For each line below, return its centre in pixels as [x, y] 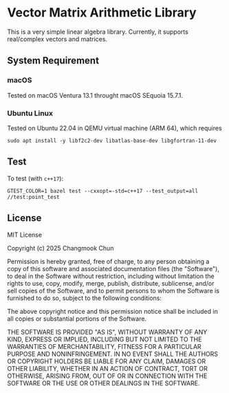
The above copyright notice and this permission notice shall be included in [112, 311]
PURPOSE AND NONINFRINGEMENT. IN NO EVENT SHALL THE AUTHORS [113, 354]
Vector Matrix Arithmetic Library [102, 13]
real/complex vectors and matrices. [57, 39]
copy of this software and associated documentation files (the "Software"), [113, 268]
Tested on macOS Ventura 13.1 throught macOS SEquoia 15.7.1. [95, 95]
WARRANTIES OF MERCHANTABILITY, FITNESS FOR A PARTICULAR [104, 346]
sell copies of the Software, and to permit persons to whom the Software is [113, 290]
